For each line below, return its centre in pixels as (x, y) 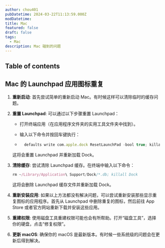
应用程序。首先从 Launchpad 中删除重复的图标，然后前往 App (92, 201)
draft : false (18, 32)
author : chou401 (22, 10)
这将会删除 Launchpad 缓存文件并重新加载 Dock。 (63, 185)
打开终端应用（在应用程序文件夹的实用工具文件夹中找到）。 (79, 124)
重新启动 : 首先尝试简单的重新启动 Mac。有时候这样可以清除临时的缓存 (83, 97)
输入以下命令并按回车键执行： (50, 134)
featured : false (22, 28)
